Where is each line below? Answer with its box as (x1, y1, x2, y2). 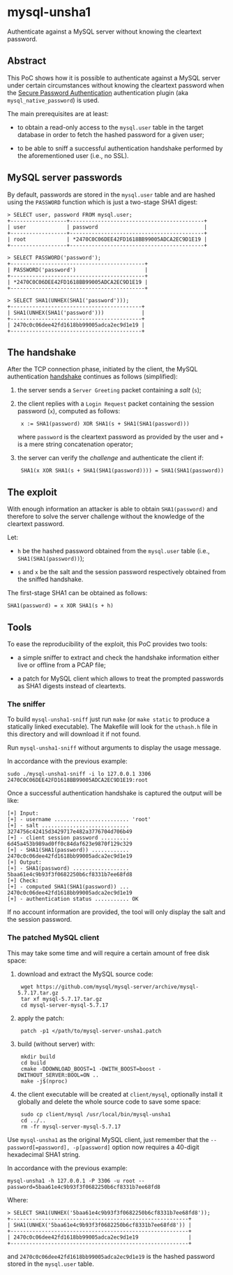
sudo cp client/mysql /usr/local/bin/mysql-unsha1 (20, 1111, 171, 1118)
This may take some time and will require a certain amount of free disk (7, 948, 210, 957)
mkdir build (20, 1053, 56, 1060)
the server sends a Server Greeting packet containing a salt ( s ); (17, 386, 202, 394)
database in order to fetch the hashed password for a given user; (17, 130, 204, 138)
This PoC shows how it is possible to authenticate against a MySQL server (7, 73, 221, 82)
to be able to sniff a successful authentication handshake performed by (17, 144, 223, 152)
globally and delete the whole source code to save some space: (17, 1097, 201, 1106)
